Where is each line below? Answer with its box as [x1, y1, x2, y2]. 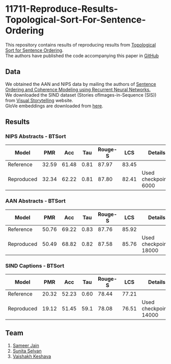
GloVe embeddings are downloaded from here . [5, 103, 103, 109]
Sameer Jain [12, 342, 39, 348]
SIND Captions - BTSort [5, 262, 65, 269]
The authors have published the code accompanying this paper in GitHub [5, 52, 159, 59]
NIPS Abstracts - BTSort [5, 133, 66, 140]
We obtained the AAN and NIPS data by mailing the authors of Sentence [5, 81, 156, 87]
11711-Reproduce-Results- [5, 3, 118, 15]
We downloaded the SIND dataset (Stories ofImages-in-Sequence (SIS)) [5, 92, 157, 98]
